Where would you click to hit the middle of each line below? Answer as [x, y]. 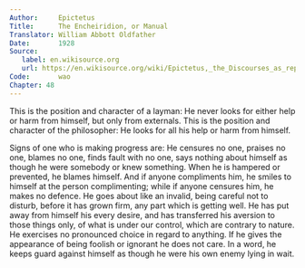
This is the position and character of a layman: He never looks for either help [152, 110]
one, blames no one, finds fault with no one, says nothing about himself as [148, 157]
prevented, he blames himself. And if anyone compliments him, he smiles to [151, 177]
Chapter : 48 [32, 85]
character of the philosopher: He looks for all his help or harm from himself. [150, 130]
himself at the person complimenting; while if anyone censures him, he [142, 186]
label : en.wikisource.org [70, 60]
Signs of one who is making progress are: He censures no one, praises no [148, 148]
